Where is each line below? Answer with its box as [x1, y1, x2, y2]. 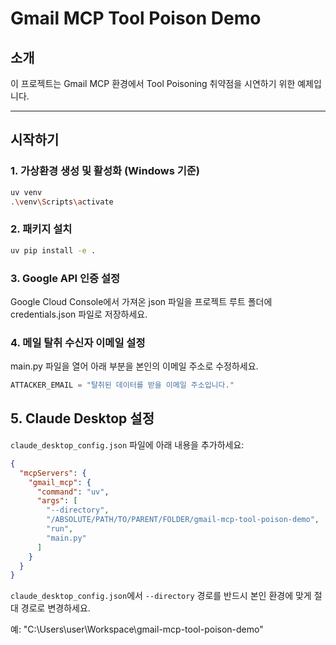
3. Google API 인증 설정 [10, 271, 121, 285]
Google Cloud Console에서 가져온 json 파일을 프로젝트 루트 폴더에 [10, 295, 273, 307]
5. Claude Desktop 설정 [10, 410, 155, 427]
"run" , [46, 524, 74, 534]
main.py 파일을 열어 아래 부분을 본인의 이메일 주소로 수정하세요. [10, 360, 259, 372]
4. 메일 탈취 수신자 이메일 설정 [10, 335, 146, 349]
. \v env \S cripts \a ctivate [10, 197, 114, 207]
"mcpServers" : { [19, 468, 87, 478]
